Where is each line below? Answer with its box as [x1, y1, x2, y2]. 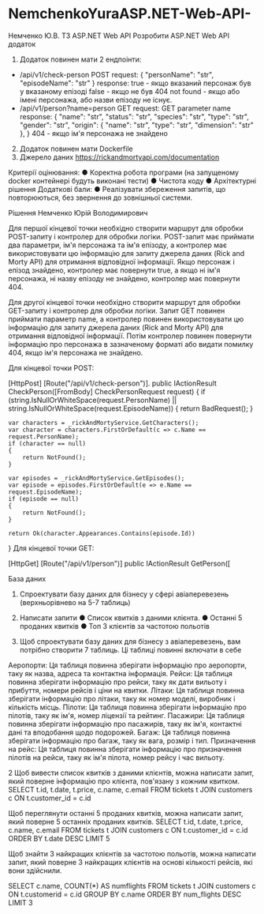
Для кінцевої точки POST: [8, 363, 95, 372]
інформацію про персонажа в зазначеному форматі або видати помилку [8, 339, 254, 348]
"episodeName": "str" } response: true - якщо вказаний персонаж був [19, 78, 251, 88]
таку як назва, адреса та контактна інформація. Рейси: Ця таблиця [8, 668, 232, 678]
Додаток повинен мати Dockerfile [19, 144, 133, 153]
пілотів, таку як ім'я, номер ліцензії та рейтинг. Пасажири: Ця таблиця [8, 710, 245, 720]
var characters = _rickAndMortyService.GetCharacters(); [8, 419, 199, 427]
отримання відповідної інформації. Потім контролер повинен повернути [8, 331, 252, 340]
